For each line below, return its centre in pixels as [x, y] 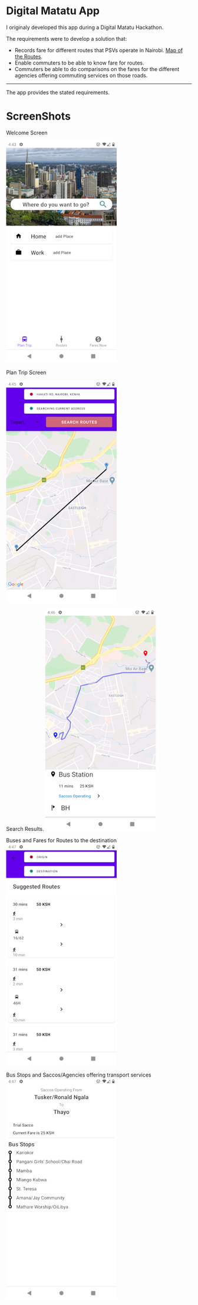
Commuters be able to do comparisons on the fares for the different [97, 69]
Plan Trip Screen [26, 372]
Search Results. [25, 829]
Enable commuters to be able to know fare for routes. [79, 63]
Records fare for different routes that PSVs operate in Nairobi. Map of [99, 50]
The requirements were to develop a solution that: [67, 38]
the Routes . [29, 56]
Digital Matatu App [53, 11]
